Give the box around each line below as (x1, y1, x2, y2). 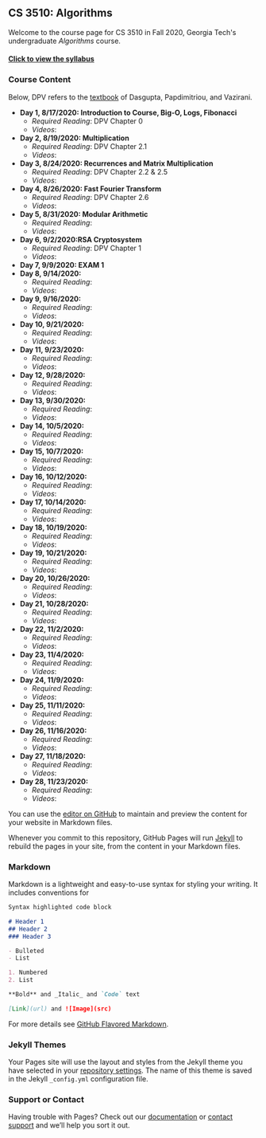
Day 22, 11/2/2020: (19, 624, 84, 634)
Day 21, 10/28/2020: (19, 598, 89, 608)
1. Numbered (8, 968, 48, 977)
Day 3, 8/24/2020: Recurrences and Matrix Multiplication (19, 159, 214, 168)
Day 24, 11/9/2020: (19, 675, 84, 685)
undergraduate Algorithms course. (8, 36, 121, 45)
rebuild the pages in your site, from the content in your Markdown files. (8, 841, 241, 851)
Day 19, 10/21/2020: (19, 547, 87, 557)
